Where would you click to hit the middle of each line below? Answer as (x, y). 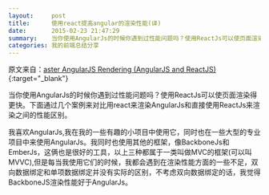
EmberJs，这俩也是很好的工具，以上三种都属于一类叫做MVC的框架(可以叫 (130, 152)
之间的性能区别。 (43, 115)
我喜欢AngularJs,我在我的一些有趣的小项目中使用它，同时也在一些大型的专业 (134, 132)
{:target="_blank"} (38, 79)
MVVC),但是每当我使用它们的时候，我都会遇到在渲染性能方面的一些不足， (130, 162)
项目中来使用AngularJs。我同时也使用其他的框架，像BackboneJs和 (119, 142)
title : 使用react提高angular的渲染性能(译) (85, 23)
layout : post (37, 16)
